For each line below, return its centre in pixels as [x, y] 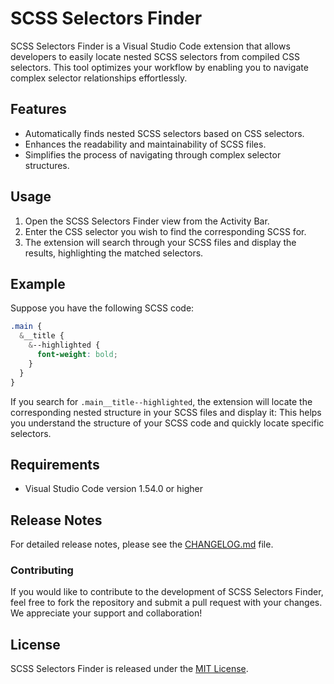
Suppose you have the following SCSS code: [102, 308]
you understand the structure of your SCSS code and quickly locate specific [167, 423]
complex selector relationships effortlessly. [99, 78]
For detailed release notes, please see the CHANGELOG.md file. [142, 544]
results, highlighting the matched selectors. [114, 253]
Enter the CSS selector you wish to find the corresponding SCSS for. [165, 231]
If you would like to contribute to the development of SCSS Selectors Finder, [167, 592]
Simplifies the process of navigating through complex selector [153, 154]
